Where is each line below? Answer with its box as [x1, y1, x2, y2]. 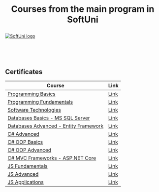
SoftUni [67, 14, 98, 25]
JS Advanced [7, 171, 39, 177]
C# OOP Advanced [7, 147, 52, 154]
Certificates [5, 68, 43, 76]
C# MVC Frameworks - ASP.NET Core [7, 154, 96, 161]
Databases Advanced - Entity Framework [7, 122, 104, 129]
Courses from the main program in [11, 3, 155, 15]
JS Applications [7, 179, 44, 186]
